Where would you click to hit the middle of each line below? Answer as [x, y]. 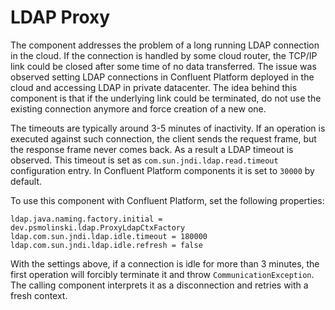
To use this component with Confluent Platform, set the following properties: [167, 200]
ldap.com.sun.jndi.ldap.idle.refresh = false [106, 245]
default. [26, 181]
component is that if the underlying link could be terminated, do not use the [166, 98]
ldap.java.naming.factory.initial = [86, 219]
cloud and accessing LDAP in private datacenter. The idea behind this [154, 87]
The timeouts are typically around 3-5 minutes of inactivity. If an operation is [168, 128]
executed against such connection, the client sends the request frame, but [163, 138]
